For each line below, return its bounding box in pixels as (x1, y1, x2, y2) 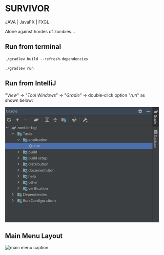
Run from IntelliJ (5, 79, 56, 88)
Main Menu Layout (5, 232, 63, 240)
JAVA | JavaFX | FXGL (5, 19, 50, 25)
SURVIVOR (5, 3, 50, 14)
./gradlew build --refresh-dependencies (5, 57, 89, 61)
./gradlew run (5, 66, 34, 71)
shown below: (5, 97, 33, 103)
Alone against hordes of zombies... (5, 28, 75, 34)
